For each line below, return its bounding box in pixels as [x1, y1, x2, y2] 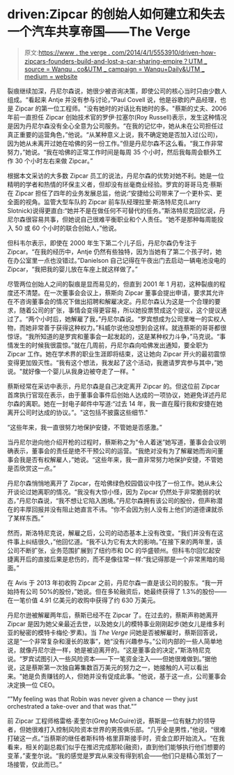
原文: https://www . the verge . [24, 48, 111, 57]
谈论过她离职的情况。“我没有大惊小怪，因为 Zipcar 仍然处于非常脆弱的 [13, 487, 215, 496]
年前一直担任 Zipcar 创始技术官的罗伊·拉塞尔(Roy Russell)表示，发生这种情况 [7, 113, 227, 121]
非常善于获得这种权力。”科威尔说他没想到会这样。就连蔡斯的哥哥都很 [31, 323, 227, 332]
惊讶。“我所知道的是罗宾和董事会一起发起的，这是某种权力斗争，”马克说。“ [7, 332, 220, 340]
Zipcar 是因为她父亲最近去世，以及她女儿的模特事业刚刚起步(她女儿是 [7, 619, 207, 628]
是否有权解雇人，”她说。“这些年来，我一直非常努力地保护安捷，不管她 [25, 455, 224, 463]
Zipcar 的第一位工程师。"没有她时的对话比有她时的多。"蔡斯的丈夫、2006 [15, 104, 227, 113]
